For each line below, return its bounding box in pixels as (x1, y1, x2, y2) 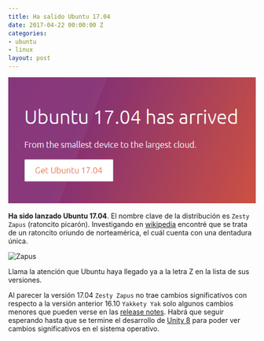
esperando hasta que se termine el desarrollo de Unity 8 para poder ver (8, 316, 241, 325)
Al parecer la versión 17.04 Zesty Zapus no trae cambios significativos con (8, 291, 247, 300)
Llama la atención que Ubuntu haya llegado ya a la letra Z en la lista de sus (8, 267, 250, 276)
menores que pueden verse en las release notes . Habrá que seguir (8, 307, 224, 317)
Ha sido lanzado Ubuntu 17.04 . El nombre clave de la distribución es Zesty (8, 211, 250, 221)
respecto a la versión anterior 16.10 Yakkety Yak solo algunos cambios (8, 299, 234, 309)
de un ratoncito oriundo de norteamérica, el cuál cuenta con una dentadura (8, 228, 252, 238)
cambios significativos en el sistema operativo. (8, 324, 159, 334)
